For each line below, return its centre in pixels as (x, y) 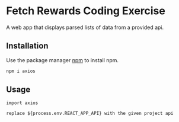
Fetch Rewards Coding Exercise (86, 11)
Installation (27, 46)
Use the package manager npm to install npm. (63, 60)
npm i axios (21, 71)
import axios (22, 103)
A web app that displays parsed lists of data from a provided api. (85, 27)
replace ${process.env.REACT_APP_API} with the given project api (90, 114)
